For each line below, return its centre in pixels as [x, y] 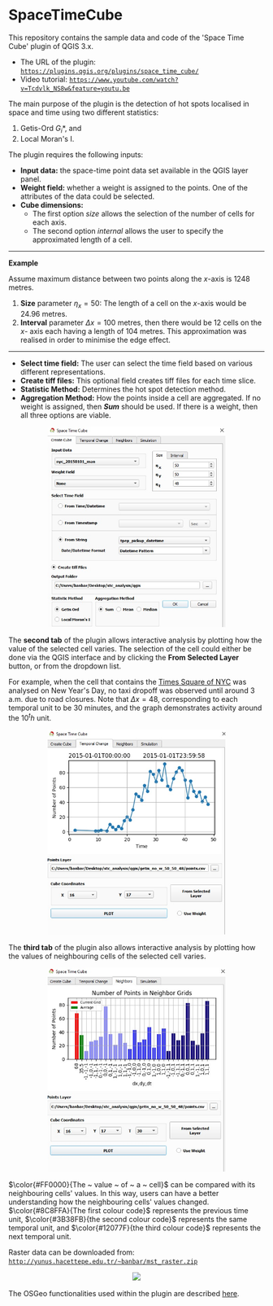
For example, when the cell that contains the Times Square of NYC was [128, 681]
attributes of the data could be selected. [87, 196]
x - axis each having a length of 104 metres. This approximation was [133, 331]
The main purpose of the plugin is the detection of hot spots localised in [129, 103]
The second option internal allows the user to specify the [128, 230]
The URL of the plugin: [58, 62]
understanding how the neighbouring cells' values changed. [109, 1202]
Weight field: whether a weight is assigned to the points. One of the [134, 187]
